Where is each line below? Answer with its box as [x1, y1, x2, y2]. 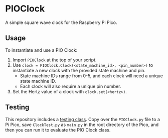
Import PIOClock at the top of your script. [12, 57, 97, 63]
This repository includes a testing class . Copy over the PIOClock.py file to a [5, 116, 160, 122]
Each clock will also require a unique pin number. [20, 83, 121, 89]
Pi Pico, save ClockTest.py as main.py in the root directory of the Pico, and [5, 122, 159, 128]
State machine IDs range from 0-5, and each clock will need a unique [20, 73, 163, 79]
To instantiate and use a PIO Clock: [5, 47, 78, 53]
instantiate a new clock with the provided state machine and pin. [12, 67, 146, 73]
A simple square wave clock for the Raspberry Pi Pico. [5, 19, 117, 25]
